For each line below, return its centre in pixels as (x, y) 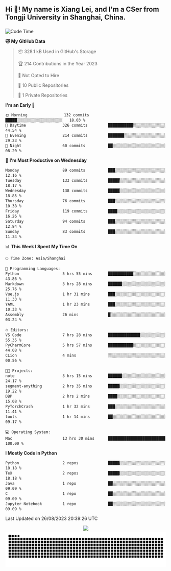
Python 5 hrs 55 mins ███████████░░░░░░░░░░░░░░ (86, 274)
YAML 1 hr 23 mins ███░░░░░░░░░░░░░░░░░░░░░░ (86, 304)
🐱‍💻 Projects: (19, 371)
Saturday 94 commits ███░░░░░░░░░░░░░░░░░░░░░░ (86, 222)
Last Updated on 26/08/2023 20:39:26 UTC (52, 518)
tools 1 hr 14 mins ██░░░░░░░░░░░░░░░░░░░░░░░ (86, 417)
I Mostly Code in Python (31, 453)
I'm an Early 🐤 (20, 105)
